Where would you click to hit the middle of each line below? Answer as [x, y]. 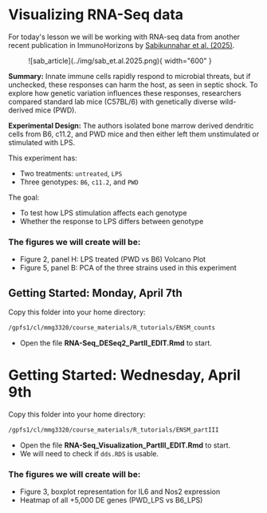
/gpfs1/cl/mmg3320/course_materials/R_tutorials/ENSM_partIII [114, 430]
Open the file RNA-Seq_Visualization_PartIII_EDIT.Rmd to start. [125, 445]
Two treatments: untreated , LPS [71, 173]
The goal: [24, 197]
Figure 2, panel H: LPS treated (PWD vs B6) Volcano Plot [112, 259]
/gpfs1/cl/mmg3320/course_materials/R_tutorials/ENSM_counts [112, 328]
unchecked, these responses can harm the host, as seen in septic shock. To [133, 85]
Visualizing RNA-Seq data [96, 15]
